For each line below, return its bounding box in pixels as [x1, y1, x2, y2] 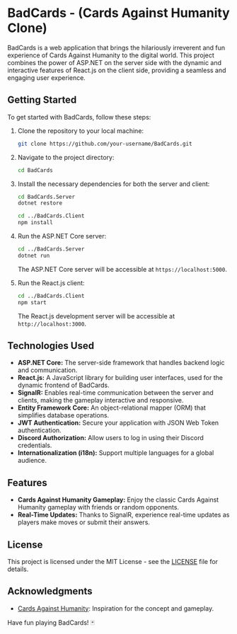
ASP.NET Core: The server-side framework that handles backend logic [17, 359, 225, 367]
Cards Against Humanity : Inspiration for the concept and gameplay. [17, 604, 214, 613]
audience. [17, 456, 47, 465]
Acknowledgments [7, 585, 93, 597]
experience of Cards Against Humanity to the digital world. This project [7, 51, 214, 59]
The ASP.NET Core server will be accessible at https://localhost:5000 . [17, 265, 228, 273]
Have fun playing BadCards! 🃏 [7, 618, 96, 627]
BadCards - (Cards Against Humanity [7, 5, 230, 21]
